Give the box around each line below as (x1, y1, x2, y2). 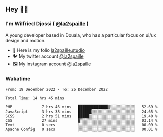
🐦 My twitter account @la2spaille (12, 53, 84, 59)
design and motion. (5, 37, 46, 43)
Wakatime (5, 75, 31, 82)
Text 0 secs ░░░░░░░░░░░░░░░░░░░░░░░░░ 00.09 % (5, 122, 158, 127)
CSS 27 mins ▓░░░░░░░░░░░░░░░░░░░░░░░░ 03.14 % (5, 118, 158, 123)
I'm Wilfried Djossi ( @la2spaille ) (5, 20, 89, 28)
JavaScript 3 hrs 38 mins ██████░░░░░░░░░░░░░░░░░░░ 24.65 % (5, 109, 158, 114)
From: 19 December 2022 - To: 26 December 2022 (5, 87, 108, 92)
